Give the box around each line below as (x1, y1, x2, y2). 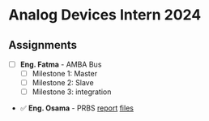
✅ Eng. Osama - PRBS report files (19, 103, 134, 113)
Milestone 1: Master (32, 69, 98, 79)
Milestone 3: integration (32, 87, 112, 97)
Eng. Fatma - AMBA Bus (19, 59, 102, 69)
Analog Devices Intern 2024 (8, 6, 202, 24)
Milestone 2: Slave (32, 78, 95, 88)
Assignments (8, 38, 78, 52)
